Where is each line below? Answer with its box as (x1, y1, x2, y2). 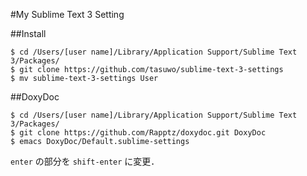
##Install (10, 28, 47, 39)
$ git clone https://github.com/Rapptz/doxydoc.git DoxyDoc (10, 128, 267, 138)
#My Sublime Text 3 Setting (10, 9, 125, 20)
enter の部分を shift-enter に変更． (10, 155, 160, 167)
